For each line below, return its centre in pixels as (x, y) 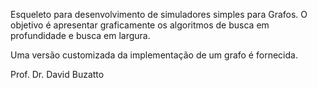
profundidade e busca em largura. (80, 35)
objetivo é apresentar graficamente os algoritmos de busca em (140, 25)
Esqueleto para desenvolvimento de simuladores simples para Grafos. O (159, 14)
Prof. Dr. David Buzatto (57, 74)
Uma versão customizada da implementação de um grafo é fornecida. (154, 55)
